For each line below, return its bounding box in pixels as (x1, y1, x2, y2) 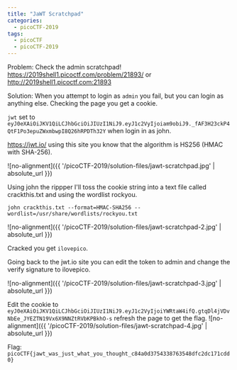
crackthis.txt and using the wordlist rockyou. (7, 191, 138, 198)
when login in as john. (107, 127, 172, 135)
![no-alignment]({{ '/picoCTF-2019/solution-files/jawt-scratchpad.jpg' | (7, 162, 215, 170)
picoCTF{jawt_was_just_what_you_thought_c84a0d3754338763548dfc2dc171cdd (7, 350, 231, 357)
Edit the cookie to (7, 301, 59, 308)
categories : (7, 17, 43, 24)
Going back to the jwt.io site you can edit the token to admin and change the (7, 258, 231, 266)
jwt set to (7, 113, 35, 121)
